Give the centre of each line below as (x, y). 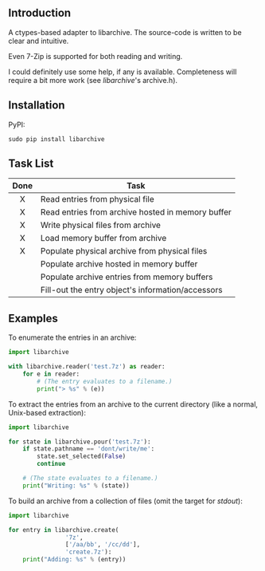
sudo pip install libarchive (57, 139)
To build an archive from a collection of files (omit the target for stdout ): (125, 501)
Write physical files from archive (101, 225)
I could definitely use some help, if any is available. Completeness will (123, 72)
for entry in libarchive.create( (64, 530)
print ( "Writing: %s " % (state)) (76, 486)
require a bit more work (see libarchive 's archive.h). (93, 80)
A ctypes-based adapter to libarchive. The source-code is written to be (125, 32)
